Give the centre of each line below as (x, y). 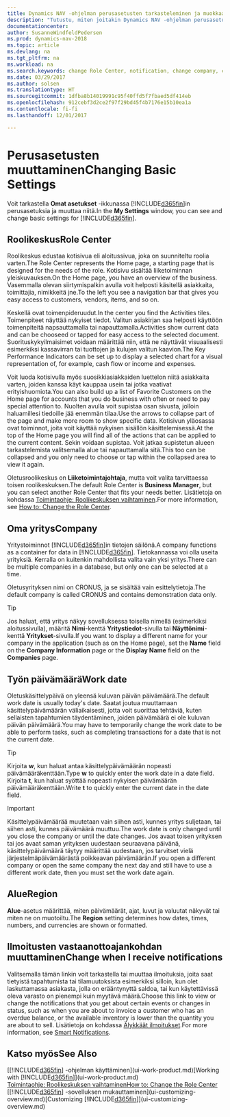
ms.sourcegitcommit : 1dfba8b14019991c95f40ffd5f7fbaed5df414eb (99, 97)
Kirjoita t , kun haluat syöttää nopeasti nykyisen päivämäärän (92, 781)
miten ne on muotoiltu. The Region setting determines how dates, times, (108, 918)
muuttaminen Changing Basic (92, 170)
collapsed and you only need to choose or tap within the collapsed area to (112, 457)
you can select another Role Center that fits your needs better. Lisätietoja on (115, 492)
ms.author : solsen (33, 84)
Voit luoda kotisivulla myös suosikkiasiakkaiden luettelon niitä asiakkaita (108, 377)
